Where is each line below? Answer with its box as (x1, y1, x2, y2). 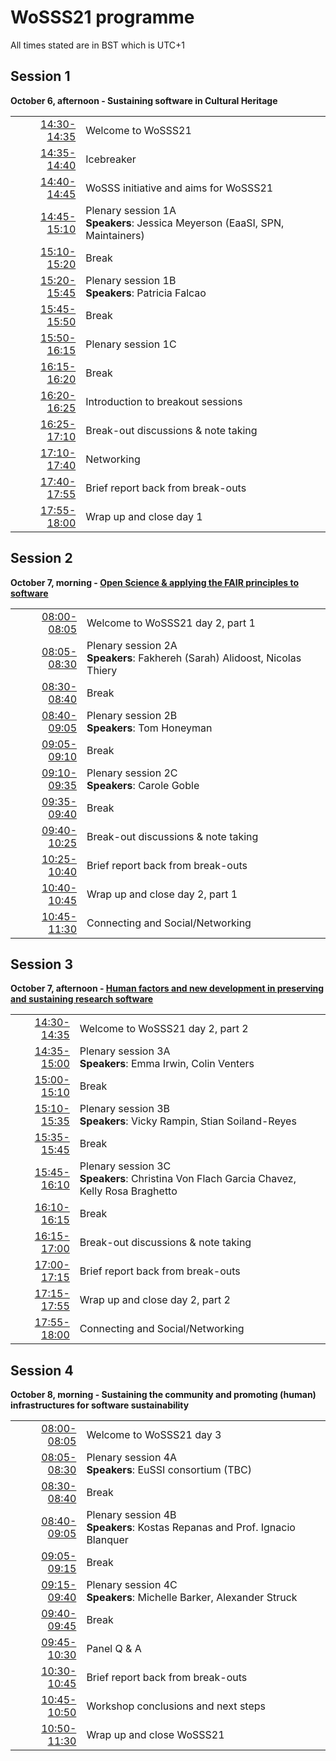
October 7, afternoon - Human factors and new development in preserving (10, 982, 325, 995)
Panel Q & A (86, 1642, 142, 1656)
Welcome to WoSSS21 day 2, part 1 (86, 616, 256, 630)
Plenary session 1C (85, 337, 177, 351)
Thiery (86, 663, 118, 677)
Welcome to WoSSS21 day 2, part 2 (79, 1022, 249, 1036)
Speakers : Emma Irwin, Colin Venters (79, 1057, 255, 1071)
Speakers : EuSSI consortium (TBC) (86, 1463, 253, 1477)
